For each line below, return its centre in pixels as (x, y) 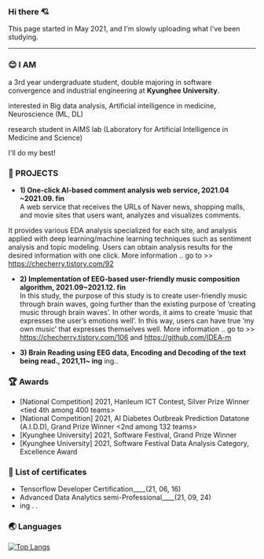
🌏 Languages (35, 527)
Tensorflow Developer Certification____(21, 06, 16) (100, 489)
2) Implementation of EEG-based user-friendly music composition (130, 279)
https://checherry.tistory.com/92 (61, 263)
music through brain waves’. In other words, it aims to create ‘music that (136, 312)
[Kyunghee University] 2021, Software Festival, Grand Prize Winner (128, 435)
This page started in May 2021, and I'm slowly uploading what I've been (124, 29)
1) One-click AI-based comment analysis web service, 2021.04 (124, 190)
